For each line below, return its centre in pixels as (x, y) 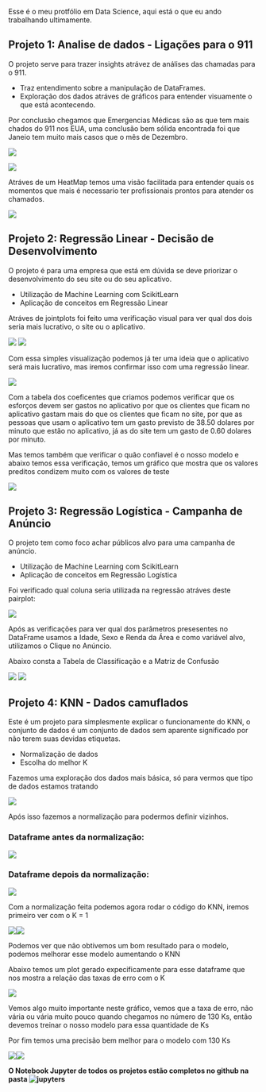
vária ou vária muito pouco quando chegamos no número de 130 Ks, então (130, 1017)
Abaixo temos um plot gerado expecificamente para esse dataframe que (127, 969)
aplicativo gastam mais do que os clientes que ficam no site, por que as (125, 414)
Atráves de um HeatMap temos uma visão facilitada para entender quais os (131, 182)
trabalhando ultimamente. (50, 20)
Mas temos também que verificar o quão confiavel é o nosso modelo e (124, 454)
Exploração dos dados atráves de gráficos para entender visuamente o (136, 96)
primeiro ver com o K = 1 (48, 915)
